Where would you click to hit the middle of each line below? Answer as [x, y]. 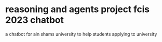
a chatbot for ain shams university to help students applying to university [81, 34]
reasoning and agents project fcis [77, 9]
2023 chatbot [35, 20]
